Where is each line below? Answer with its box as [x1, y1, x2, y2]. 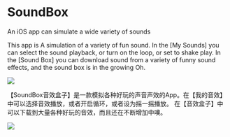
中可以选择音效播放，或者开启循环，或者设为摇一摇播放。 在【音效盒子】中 [7, 99, 224, 108]
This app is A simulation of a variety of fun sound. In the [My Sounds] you [7, 41, 220, 49]
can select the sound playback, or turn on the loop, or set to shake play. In [7, 48, 222, 57]
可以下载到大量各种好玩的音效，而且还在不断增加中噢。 [7, 108, 166, 116]
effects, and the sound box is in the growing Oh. [7, 63, 145, 71]
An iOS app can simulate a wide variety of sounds [7, 27, 151, 36]
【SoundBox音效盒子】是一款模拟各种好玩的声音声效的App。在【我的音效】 [7, 90, 227, 99]
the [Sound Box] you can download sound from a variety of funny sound [7, 55, 216, 64]
